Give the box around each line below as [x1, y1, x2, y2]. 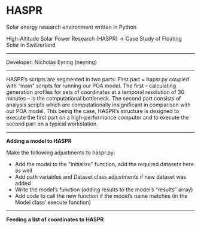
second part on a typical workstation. [6, 120, 99, 127]
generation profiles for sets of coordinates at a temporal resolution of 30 [6, 88, 185, 96]
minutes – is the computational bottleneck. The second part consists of [6, 94, 181, 102]
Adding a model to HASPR [6, 137, 72, 144]
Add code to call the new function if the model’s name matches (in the [14, 192, 188, 199]
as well [14, 167, 33, 174]
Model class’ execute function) [14, 199, 92, 206]
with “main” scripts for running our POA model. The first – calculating [6, 82, 176, 89]
